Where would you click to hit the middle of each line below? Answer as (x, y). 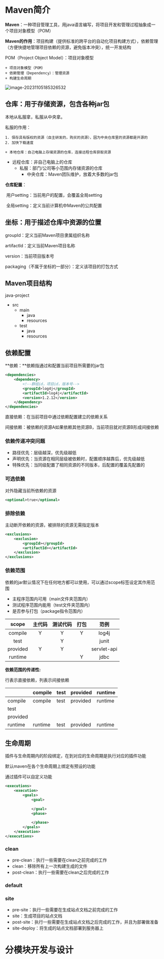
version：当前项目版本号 (30, 256)
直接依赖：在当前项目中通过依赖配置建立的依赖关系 (56, 417)
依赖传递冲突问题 (25, 441)
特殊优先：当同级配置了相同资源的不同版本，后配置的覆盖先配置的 (78, 465)
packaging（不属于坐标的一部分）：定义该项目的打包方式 (61, 266)
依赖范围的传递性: (23, 670)
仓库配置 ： (16, 184)
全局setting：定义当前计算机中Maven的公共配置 (54, 205)
